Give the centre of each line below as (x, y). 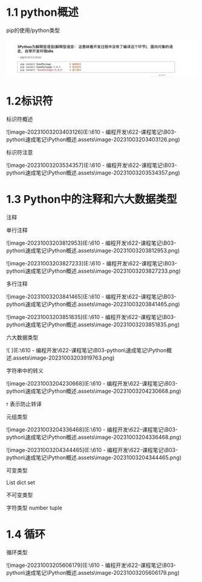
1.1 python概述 (42, 12)
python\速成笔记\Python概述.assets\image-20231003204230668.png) (94, 391)
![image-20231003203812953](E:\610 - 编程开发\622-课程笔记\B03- (91, 243)
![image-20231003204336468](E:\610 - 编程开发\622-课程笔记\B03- (92, 429)
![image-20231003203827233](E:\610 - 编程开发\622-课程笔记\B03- (92, 263)
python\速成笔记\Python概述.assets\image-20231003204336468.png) (94, 437)
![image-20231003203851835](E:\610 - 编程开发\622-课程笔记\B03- (91, 317)
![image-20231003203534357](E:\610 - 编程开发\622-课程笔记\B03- (92, 165)
